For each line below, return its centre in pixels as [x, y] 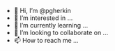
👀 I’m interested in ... [43, 18]
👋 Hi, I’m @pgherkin [42, 11]
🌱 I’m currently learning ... [51, 25]
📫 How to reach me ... [46, 40]
